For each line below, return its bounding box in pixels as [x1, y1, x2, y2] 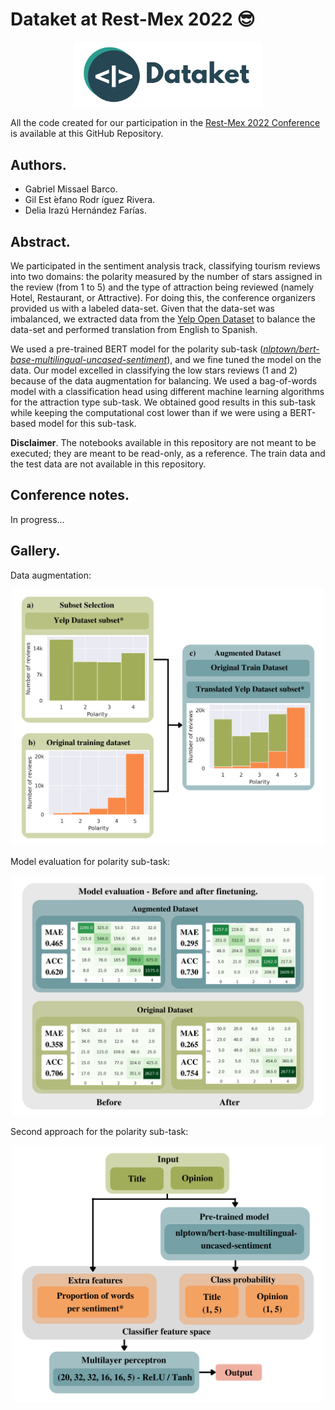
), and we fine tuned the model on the [166, 353, 322, 365]
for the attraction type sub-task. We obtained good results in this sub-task [10, 396, 317, 408]
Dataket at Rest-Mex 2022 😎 [10, 8, 256, 31]
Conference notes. [10, 487, 130, 504]
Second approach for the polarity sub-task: [10, 1126, 189, 1137]
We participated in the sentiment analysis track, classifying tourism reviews [10, 259, 321, 272]
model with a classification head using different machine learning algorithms [10, 385, 325, 397]
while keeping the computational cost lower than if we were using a [10, 406, 288, 418]
